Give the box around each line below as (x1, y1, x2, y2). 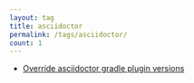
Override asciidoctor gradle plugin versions (22, 63, 185, 74)
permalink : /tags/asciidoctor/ (9, 30, 128, 39)
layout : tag (9, 13, 54, 23)
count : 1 (9, 38, 43, 48)
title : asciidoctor (9, 22, 83, 31)
